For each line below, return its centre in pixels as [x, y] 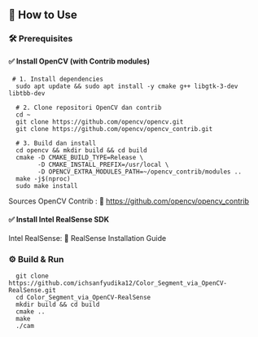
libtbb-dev [27, 93]
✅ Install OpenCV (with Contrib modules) [79, 61]
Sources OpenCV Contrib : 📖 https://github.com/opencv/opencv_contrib [129, 201]
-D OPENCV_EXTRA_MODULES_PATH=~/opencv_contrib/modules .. [140, 172]
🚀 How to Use [43, 15]
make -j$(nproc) [43, 179]
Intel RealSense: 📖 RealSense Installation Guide [87, 238]
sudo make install [47, 186]
